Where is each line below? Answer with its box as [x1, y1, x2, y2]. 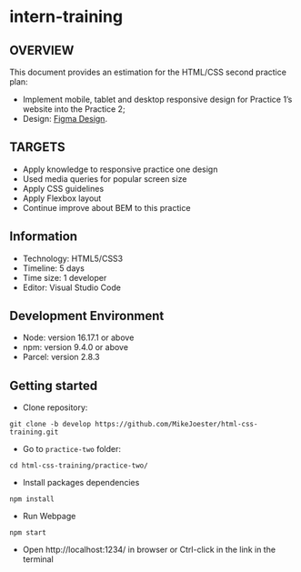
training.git [9, 427, 59, 437]
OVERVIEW [9, 43, 75, 58]
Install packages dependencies [22, 477, 140, 488]
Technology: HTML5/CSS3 [22, 253, 124, 264]
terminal [22, 554, 55, 565]
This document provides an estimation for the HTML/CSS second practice [9, 66, 286, 77]
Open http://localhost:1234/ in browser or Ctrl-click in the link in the [22, 544, 276, 556]
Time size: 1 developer [22, 272, 107, 283]
